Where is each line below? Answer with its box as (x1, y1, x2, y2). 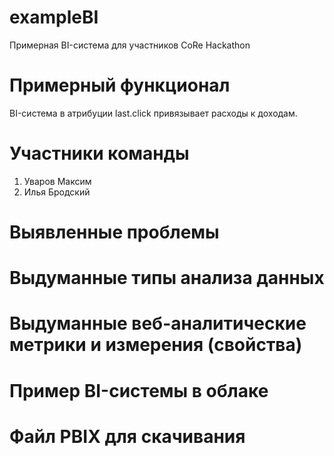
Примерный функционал (9, 74, 231, 97)
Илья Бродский (23, 186, 91, 198)
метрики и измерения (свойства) (9, 334, 303, 356)
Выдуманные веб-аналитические (9, 312, 307, 335)
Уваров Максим (23, 175, 92, 187)
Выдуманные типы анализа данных (9, 267, 325, 290)
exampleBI (9, 6, 99, 29)
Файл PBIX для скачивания (9, 425, 246, 448)
